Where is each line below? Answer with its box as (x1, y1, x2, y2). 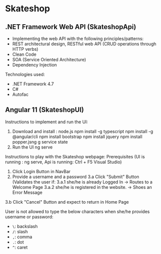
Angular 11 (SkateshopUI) (5, 106, 84, 114)
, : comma (12, 234, 32, 240)
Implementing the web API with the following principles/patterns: (12, 36, 144, 41)
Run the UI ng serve (12, 144, 53, 150)
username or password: (5, 214, 54, 219)
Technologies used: (5, 72, 45, 77)
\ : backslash (12, 223, 38, 229)
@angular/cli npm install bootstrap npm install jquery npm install (12, 134, 143, 140)
